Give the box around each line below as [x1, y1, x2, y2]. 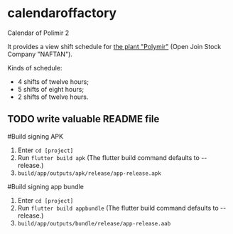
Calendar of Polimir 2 [7, 28, 70, 37]
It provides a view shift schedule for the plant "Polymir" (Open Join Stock [7, 42, 222, 50]
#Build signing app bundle [7, 182, 84, 191]
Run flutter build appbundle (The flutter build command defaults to [17, 203, 219, 212]
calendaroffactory [7, 5, 117, 21]
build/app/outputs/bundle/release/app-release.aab [17, 220, 171, 227]
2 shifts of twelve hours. [17, 92, 89, 101]
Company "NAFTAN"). [7, 50, 73, 58]
